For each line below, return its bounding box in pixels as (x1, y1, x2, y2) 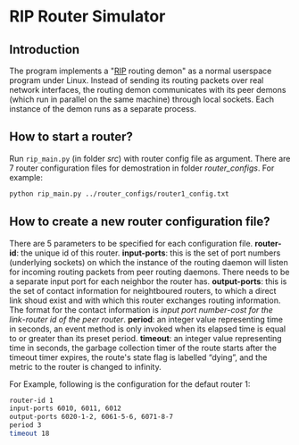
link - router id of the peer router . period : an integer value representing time (9, 314, 284, 324)
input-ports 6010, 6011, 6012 (9, 404, 122, 413)
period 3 (9, 421, 42, 430)
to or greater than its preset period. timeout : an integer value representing (9, 332, 283, 343)
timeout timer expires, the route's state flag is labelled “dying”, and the (9, 351, 268, 363)
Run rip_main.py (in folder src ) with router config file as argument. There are (9, 153, 291, 164)
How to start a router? (9, 130, 134, 145)
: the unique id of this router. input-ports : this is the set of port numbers (16, 248, 281, 258)
